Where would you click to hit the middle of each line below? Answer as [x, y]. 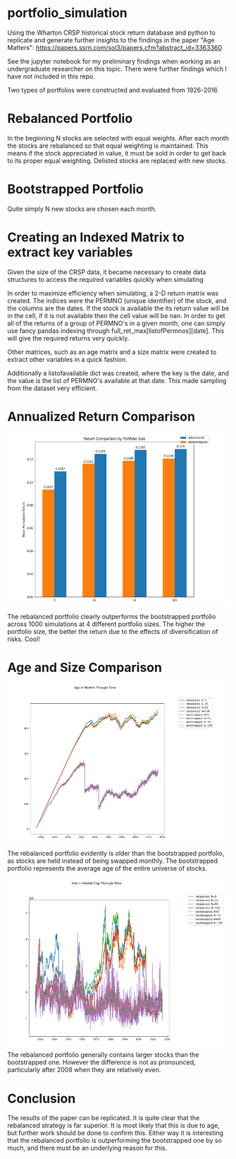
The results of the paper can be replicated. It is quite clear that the [104, 1118]
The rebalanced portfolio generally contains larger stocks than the [103, 1055]
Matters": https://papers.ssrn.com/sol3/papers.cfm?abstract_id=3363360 [115, 47]
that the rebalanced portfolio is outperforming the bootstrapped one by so [114, 1141]
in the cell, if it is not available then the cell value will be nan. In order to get [116, 315]
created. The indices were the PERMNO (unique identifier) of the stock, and [117, 300]
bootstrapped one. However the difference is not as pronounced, [101, 1062]
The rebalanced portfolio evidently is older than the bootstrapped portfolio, [116, 853]
